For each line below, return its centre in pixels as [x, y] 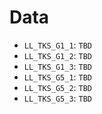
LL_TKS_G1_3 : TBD [58, 66]
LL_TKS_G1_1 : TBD [58, 45]
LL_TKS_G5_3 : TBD [58, 98]
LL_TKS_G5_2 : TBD [58, 87]
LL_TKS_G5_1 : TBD [58, 77]
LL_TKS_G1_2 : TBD [58, 55]
